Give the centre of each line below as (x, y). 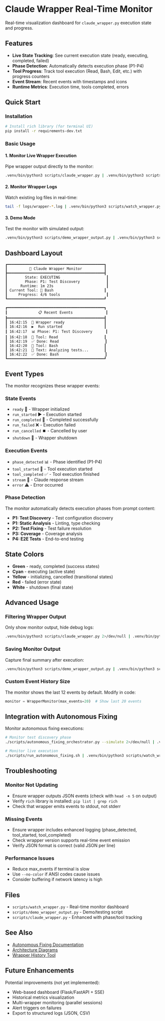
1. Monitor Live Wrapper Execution (41, 155)
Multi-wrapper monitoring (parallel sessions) (57, 1002)
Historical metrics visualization (43, 997)
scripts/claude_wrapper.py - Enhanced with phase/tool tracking (77, 917)
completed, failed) (31, 61)
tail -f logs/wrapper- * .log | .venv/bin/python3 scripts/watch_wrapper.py (83, 207)
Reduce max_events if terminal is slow (51, 869)
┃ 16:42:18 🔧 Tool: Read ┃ (56, 337)
